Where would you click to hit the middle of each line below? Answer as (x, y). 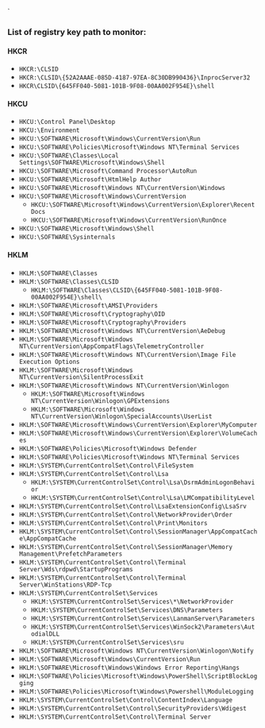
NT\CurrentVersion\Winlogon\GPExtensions (100, 401)
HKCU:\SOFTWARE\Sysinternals (67, 238)
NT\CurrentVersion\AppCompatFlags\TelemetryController (111, 346)
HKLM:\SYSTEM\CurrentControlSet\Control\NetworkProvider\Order (126, 515)
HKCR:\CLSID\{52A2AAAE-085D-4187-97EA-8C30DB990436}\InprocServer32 (134, 78)
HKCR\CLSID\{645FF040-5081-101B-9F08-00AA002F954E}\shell (117, 87)
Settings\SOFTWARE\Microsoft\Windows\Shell (92, 163)
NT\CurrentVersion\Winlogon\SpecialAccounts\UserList (121, 416)
